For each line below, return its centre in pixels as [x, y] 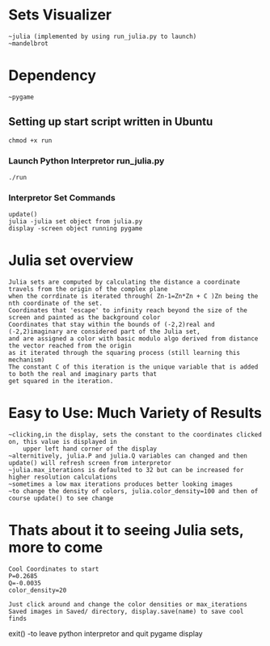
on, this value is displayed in [63, 442]
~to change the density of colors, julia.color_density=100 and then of [133, 492]
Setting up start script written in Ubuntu [111, 122]
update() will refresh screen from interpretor [90, 463]
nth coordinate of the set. [56, 304]
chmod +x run [30, 140]
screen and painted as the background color [84, 318]
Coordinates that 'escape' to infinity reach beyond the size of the [128, 310]
